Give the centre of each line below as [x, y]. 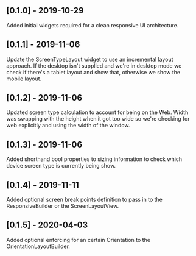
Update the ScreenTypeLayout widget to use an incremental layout [90, 59]
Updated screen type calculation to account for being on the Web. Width [97, 112]
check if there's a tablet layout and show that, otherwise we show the [93, 72]
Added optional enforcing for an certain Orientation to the [79, 240]
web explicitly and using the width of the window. [68, 126]
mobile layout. [24, 79]
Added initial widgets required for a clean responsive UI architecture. [93, 25]
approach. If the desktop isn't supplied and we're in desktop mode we [94, 66]
